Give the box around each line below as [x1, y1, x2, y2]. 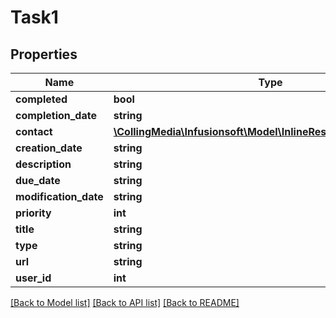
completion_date [15, 109, 97, 122]
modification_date [15, 190, 104, 203]
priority [15, 206, 52, 220]
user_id [15, 271, 52, 285]
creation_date [15, 141, 83, 155]
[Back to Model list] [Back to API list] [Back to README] [10, 297, 240, 308]
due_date [15, 174, 61, 187]
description [15, 157, 72, 171]
